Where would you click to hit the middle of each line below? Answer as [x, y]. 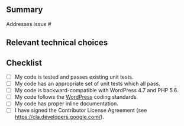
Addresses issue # [29, 24]
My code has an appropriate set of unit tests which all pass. [88, 84]
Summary [25, 10]
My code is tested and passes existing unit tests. [74, 77]
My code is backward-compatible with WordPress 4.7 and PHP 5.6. [96, 91]
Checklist [24, 62]
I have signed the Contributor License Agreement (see [81, 110]
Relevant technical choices [57, 43]
